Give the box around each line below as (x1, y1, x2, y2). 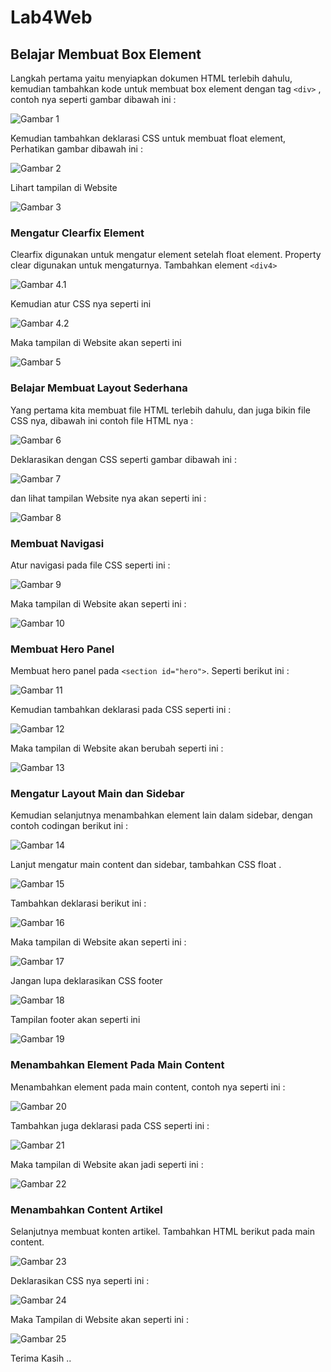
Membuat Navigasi (10, 536, 105, 550)
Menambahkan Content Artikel (10, 1202, 163, 1216)
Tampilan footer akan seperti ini (10, 1014, 141, 1026)
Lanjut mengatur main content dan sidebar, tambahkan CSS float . (10, 859, 282, 871)
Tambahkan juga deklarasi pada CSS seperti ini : (10, 1119, 210, 1131)
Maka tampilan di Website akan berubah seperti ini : (10, 742, 224, 755)
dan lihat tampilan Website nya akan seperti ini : (10, 492, 207, 504)
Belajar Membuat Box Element (10, 46, 202, 63)
